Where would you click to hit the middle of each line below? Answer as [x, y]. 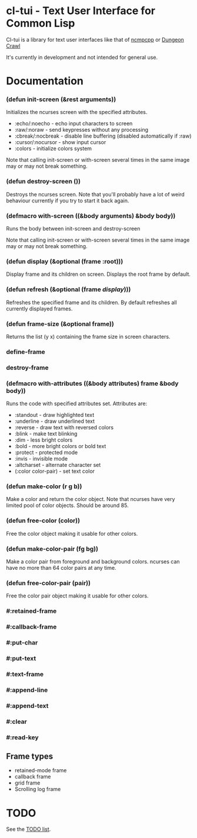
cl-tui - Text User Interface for [81, 11]
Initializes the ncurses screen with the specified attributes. [77, 112]
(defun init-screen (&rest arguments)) [61, 99]
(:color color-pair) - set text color [55, 471]
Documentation [45, 81]
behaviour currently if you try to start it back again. [68, 201]
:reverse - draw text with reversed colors [64, 428]
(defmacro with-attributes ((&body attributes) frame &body [92, 383]
